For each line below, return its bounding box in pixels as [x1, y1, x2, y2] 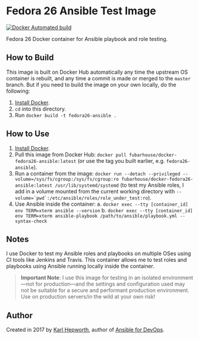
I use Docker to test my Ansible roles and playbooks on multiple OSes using [6, 250, 191, 257]
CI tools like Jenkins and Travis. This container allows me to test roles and [6, 256, 187, 263]
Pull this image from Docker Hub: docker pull [14, 150, 127, 158]
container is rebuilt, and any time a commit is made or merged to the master [6, 74, 191, 81]
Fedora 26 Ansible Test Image [6, 4, 156, 18]
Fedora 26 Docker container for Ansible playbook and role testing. [6, 35, 168, 42]
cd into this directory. [14, 105, 67, 112]
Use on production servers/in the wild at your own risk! [20, 293, 156, 300]
